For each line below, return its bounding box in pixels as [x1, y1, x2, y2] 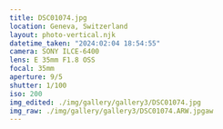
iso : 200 [9, 89, 43, 98]
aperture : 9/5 [9, 73, 64, 82]
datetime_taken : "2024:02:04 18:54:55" [9, 38, 161, 48]
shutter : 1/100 [9, 81, 67, 90]
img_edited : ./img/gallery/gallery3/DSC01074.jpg [9, 97, 202, 107]
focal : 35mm [9, 64, 55, 74]
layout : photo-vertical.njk [9, 30, 117, 39]
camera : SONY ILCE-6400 [9, 47, 100, 56]
